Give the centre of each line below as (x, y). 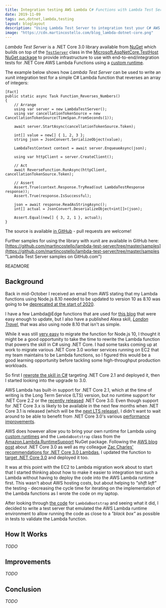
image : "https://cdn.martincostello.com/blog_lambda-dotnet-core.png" (79, 33)
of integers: (17, 83)
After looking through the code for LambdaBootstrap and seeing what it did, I (82, 503)
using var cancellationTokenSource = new (57, 113)
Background (24, 282)
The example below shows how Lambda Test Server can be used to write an (83, 72)
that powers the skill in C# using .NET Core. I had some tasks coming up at (81, 344)
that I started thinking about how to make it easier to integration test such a (82, 472)
